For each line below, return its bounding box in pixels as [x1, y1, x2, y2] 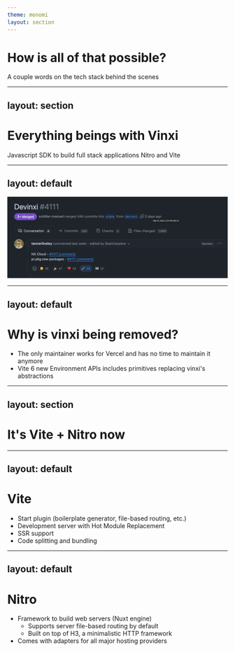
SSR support [17, 529, 54, 538]
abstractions [17, 371, 54, 381]
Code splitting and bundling [17, 537, 98, 545]
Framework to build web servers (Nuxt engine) [17, 614, 152, 623]
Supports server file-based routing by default [27, 622, 159, 630]
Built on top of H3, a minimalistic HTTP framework [27, 630, 173, 638]
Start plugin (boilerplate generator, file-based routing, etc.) [17, 514, 187, 523]
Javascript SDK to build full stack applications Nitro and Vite [7, 150, 180, 159]
